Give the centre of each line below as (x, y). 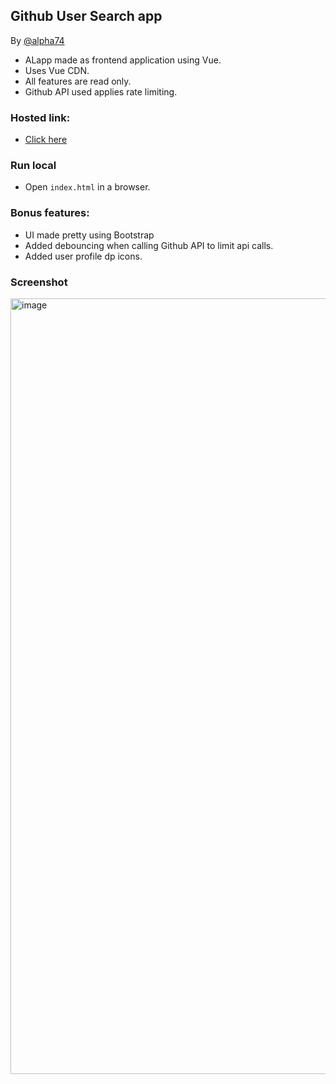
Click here (46, 140)
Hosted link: (40, 117)
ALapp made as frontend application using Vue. (123, 60)
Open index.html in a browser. (87, 187)
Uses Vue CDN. (57, 70)
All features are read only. (78, 81)
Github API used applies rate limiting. (101, 91)
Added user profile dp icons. (83, 256)
